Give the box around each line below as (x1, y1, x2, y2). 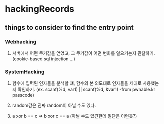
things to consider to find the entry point (5, 23, 134, 32)
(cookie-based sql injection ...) (12, 56, 76, 62)
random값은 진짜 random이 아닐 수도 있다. (12, 102, 96, 108)
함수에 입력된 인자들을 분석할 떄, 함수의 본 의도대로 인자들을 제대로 (12, 80, 142, 86)
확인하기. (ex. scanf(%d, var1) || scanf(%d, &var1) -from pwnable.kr (17, 86, 156, 93)
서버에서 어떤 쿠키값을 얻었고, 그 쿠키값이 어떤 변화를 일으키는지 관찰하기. (12, 50, 155, 56)
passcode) (12, 92, 35, 98)
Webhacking (5, 38, 36, 45)
